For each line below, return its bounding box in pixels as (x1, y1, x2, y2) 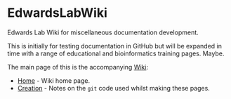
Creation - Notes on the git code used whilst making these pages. (17, 84, 211, 92)
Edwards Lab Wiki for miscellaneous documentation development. (7, 28, 199, 37)
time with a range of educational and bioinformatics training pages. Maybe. (7, 49, 225, 58)
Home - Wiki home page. (17, 76, 90, 85)
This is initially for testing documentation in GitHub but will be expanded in (7, 41, 223, 50)
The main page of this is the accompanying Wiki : (7, 62, 149, 71)
